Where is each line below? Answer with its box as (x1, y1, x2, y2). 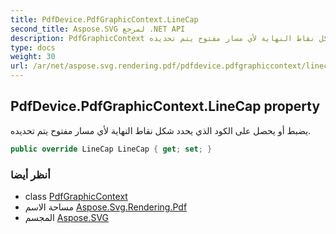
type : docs (10, 42, 56, 53)
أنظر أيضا (10, 167, 51, 181)
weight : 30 (10, 52, 56, 62)
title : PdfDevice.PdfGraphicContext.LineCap (10, 14, 199, 25)
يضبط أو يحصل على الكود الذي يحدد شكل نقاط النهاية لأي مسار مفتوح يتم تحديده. (10, 124, 312, 136)
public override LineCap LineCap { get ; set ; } (10, 144, 213, 154)
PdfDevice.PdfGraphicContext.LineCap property (10, 98, 321, 115)
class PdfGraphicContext (24, 190, 128, 202)
